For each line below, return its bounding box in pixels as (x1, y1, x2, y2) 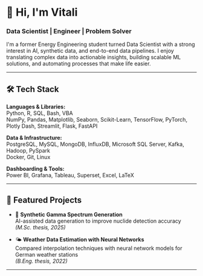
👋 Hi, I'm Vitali (6, 5, 78, 19)
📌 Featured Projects (6, 195, 82, 205)
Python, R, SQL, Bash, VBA (6, 110, 74, 117)
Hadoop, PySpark (6, 147, 50, 154)
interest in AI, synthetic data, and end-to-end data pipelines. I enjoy (6, 47, 174, 54)
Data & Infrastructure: (6, 134, 62, 142)
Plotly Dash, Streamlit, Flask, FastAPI (6, 122, 98, 130)
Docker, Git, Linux (6, 154, 51, 161)
